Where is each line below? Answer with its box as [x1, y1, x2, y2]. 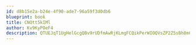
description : [6, 30, 38, 36]
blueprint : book [6, 14, 45, 20]
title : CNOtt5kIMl [6, 19, 51, 25]
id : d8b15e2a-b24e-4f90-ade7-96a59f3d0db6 [6, 8, 111, 15]
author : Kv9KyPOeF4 [6, 25, 54, 31]
